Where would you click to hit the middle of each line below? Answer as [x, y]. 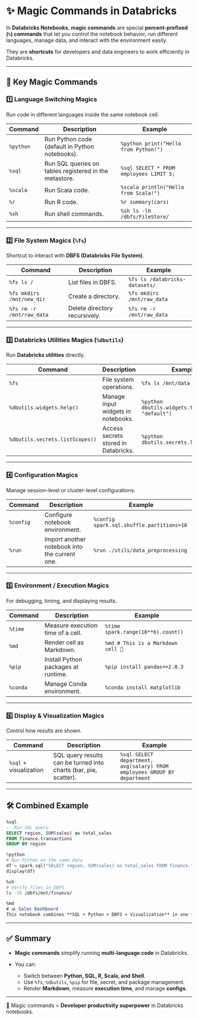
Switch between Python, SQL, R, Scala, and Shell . [85, 976]
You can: [25, 964]
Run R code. [61, 202]
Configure [58, 515]
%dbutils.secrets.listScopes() [53, 440]
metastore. [60, 178]
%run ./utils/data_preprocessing [140, 550]
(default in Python [69, 146]
